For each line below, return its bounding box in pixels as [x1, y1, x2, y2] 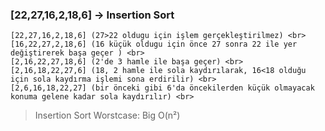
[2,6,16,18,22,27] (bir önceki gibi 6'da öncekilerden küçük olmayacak [10, 83, 315, 93]
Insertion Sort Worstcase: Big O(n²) [34, 109, 181, 122]
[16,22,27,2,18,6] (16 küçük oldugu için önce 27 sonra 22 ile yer [10, 39, 298, 50]
